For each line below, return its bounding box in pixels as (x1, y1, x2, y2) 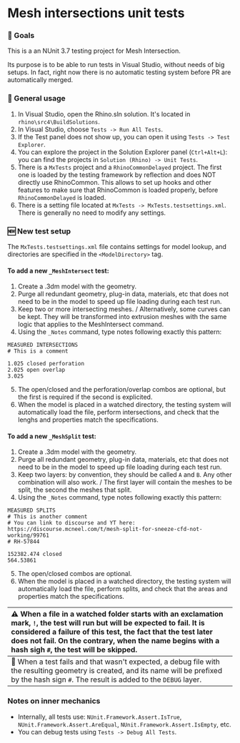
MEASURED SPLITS (7, 507, 56, 515)
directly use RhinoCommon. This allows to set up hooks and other (17, 178, 212, 186)
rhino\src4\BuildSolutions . (17, 117, 100, 126)
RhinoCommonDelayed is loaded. (17, 193, 106, 201)
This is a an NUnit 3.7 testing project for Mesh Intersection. (7, 46, 181, 55)
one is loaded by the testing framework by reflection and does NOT (17, 170, 216, 179)
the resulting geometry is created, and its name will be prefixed (11, 666, 223, 676)
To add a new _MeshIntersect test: (7, 266, 109, 275)
